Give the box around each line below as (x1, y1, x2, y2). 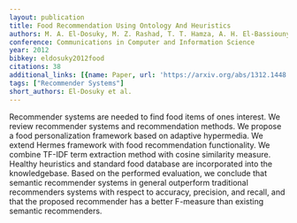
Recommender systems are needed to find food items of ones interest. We (9, 111, 281, 122)
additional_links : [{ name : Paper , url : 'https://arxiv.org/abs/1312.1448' (9, 71, 291, 80)
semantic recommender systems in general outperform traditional (9, 177, 249, 188)
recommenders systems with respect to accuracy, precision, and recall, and (9, 187, 286, 197)
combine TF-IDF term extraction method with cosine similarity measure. (9, 149, 271, 159)
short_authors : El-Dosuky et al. (9, 87, 133, 96)
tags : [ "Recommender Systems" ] (9, 79, 125, 88)
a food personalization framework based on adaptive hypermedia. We (9, 130, 263, 141)
